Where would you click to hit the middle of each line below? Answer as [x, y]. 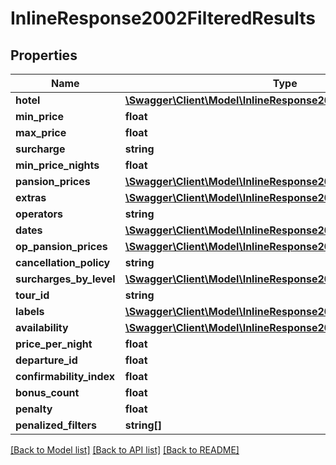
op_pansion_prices [61, 246]
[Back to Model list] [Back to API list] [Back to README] [125, 450]
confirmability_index [65, 376]
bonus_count [47, 392]
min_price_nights [57, 165]
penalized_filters [56, 425]
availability [42, 327]
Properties [44, 55]
